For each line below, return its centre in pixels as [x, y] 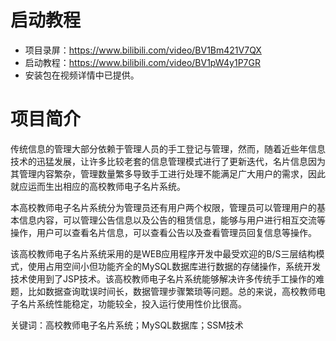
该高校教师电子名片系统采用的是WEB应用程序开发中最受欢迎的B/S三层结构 [163, 253]
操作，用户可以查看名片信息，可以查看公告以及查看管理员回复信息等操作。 [163, 232]
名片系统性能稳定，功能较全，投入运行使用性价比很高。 [132, 303]
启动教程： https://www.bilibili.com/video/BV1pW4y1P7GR [142, 62]
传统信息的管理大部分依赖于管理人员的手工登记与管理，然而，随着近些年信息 [168, 148]
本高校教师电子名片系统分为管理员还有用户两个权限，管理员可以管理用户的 [163, 207]
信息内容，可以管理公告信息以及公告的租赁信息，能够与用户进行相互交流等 [172, 220]
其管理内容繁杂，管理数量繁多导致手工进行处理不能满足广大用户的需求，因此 [168, 173]
